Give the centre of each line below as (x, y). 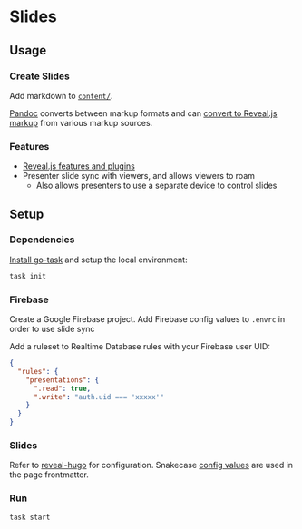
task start (30, 517)
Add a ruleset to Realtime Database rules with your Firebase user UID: (140, 347)
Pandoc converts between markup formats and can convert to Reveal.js (143, 113)
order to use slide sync (52, 329)
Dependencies (42, 240)
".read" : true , (62, 388)
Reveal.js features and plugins (79, 166)
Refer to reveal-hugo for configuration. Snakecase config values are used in (151, 465)
